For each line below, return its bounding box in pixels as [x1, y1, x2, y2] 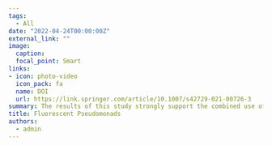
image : [8, 42, 31, 50]
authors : [8, 118, 38, 126]
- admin [15, 125, 42, 133]
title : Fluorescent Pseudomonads [8, 110, 121, 118]
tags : [8, 11, 27, 20]
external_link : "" [8, 34, 70, 43]
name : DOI [15, 87, 49, 96]
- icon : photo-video [8, 72, 79, 80]
